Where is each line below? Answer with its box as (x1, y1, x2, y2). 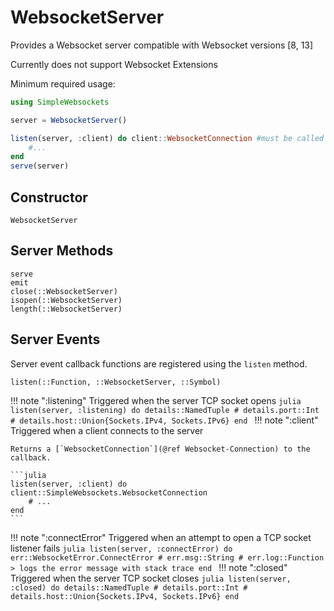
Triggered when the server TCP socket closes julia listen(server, (10, 572, 292, 584)
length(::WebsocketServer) (10, 304, 123, 314)
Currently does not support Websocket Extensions (10, 58, 218, 70)
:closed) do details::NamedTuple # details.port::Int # (10, 582, 248, 593)
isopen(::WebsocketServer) (10, 295, 123, 305)
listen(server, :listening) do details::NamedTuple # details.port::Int (10, 405, 320, 415)
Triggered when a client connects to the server (10, 424, 204, 436)
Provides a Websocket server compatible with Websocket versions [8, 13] (10, 39, 314, 51)
